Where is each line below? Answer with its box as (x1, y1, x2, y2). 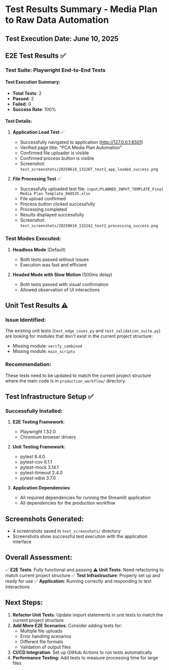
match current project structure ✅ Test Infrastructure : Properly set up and (5, 572, 160, 578)
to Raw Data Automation (5, 14, 109, 26)
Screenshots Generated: (5, 515, 84, 523)
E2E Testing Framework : (12, 419, 65, 425)
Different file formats (20, 638, 64, 644)
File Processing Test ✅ (12, 176, 62, 182)
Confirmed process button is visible (20, 155, 94, 161)
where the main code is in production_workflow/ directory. (5, 377, 127, 384)
